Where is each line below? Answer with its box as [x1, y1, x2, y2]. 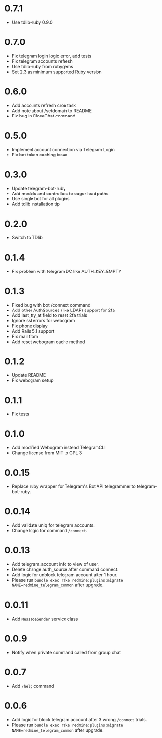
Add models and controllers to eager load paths [11, 191, 109, 196]
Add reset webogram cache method [11, 339, 85, 345]
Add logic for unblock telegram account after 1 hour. [11, 572, 118, 578]
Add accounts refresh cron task [11, 102, 76, 108]
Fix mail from [11, 333, 38, 339]
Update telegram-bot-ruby [11, 185, 66, 191]
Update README [11, 372, 46, 378]
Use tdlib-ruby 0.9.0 [11, 19, 53, 25]
